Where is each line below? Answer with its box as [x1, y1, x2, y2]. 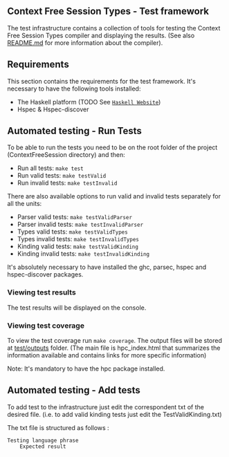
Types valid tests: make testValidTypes [17, 227, 128, 236]
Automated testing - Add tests [7, 384, 140, 396]
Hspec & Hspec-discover [17, 105, 89, 113]
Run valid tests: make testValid [17, 171, 107, 180]
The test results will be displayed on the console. [7, 304, 147, 312]
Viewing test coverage [7, 321, 85, 330]
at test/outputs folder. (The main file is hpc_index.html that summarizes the [7, 344, 221, 352]
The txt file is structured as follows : [7, 423, 109, 431]
